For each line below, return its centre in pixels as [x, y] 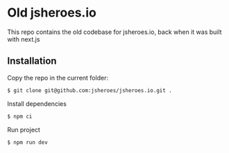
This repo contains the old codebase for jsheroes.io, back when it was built [114, 32]
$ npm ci [20, 116]
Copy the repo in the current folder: [58, 78]
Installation [32, 61]
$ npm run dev [28, 142]
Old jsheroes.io [52, 13]
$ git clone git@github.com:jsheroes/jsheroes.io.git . [90, 90]
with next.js [24, 39]
